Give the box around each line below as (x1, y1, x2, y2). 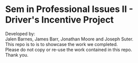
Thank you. (5, 51, 29, 58)
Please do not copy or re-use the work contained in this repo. (5, 46, 132, 52)
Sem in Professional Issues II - (5, 3, 133, 15)
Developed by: (5, 30, 35, 36)
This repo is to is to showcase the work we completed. (5, 41, 118, 47)
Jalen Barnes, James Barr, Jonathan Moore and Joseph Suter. (5, 36, 134, 42)
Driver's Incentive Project (5, 14, 114, 25)
